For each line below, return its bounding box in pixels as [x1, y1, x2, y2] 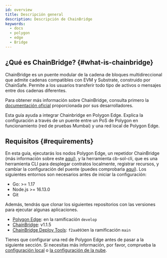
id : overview [5, 7, 32, 12]
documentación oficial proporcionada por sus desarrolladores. [5, 102, 134, 108]
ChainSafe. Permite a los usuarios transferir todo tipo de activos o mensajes [5, 82, 161, 88]
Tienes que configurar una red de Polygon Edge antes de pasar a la [5, 237, 144, 243]
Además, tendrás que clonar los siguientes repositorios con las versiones [5, 202, 156, 208]
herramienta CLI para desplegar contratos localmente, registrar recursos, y [5, 161, 160, 167]
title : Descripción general [5, 12, 64, 17]
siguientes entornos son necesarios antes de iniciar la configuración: [5, 172, 147, 178]
